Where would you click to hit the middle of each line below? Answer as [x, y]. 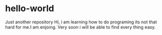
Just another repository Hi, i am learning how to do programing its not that [81, 22]
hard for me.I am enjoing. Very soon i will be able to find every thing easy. [80, 27]
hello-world [30, 9]
